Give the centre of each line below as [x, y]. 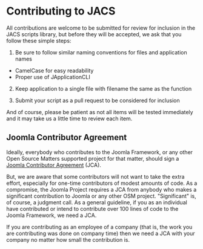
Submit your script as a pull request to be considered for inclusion [97, 100]
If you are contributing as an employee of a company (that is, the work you [99, 227]
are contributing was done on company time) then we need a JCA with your [101, 233]
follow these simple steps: [39, 40]
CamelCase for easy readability [54, 70]
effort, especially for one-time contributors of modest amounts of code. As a [102, 183]
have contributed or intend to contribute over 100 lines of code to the [92, 209]
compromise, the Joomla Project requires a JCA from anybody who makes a [101, 189]
